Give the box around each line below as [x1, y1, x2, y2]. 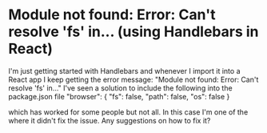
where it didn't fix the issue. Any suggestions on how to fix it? [8, 115, 211, 125]
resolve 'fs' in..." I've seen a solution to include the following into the [8, 83, 233, 93]
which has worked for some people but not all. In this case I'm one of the [8, 107, 249, 117]
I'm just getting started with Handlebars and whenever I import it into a [8, 66, 241, 75]
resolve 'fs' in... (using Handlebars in [8, 22, 259, 41]
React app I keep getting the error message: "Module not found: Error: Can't [8, 75, 259, 84]
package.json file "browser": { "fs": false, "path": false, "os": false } [8, 91, 230, 101]
